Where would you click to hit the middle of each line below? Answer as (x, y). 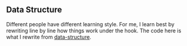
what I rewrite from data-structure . (49, 37)
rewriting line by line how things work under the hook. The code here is (94, 30)
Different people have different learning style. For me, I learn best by (91, 24)
